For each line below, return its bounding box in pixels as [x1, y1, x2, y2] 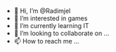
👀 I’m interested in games [13, 14, 88, 22]
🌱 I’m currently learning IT [13, 22, 89, 30]
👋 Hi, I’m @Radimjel [13, 7, 71, 15]
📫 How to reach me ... [13, 37, 79, 45]
